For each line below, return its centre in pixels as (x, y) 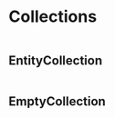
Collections (53, 17)
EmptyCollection (57, 102)
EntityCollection (56, 61)
